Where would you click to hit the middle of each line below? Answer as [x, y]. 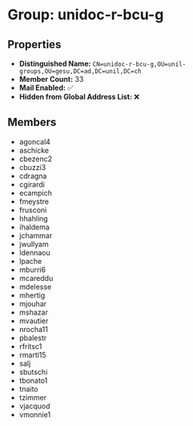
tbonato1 [33, 380]
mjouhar [33, 303]
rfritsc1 [30, 346]
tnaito [28, 389]
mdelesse [35, 286]
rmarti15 [32, 355]
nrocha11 [34, 329]
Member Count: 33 [51, 79]
